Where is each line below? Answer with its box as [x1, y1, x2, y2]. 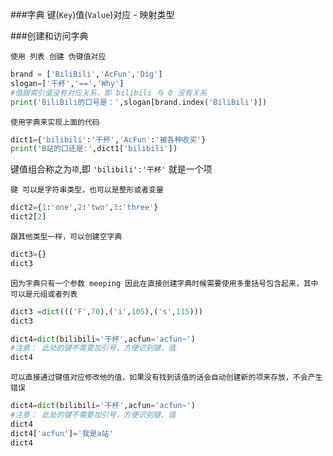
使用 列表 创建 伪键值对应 [10, 52, 107, 62]
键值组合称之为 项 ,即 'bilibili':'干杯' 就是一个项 [10, 163, 213, 175]
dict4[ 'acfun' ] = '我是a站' [10, 428, 114, 438]
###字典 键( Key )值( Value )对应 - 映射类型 [10, 9, 175, 20]
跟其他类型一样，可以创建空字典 [10, 232, 123, 242]
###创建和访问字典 [10, 30, 89, 42]
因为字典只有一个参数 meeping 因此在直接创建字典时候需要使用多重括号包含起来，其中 [10, 278, 319, 288]
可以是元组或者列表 [10, 289, 78, 299]
